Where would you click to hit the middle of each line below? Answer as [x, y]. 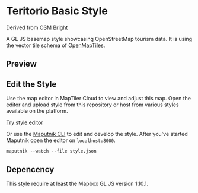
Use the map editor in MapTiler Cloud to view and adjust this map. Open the [99, 99]
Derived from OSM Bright [37, 27]
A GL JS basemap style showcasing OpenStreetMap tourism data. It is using [99, 39]
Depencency [30, 170]
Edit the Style [31, 84]
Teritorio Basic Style [57, 11]
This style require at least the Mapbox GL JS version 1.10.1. [77, 183]
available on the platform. [37, 111]
